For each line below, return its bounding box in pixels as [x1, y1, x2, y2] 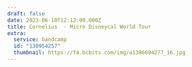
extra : [7, 29, 27, 37]
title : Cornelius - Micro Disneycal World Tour [7, 23, 152, 30]
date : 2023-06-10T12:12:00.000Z [7, 17, 101, 24]
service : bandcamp [13, 36, 68, 43]
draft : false [7, 10, 45, 17]
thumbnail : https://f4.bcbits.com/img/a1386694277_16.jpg [13, 50, 186, 57]
